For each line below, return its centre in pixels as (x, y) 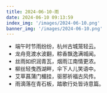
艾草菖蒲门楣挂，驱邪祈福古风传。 (57, 76)
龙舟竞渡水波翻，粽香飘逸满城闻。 (57, 54)
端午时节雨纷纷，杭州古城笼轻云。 (57, 46)
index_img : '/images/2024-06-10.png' (53, 23)
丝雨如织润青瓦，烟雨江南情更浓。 (57, 61)
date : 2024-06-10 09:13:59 (40, 17)
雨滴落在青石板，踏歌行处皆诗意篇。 (59, 84)
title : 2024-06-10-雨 (33, 12)
